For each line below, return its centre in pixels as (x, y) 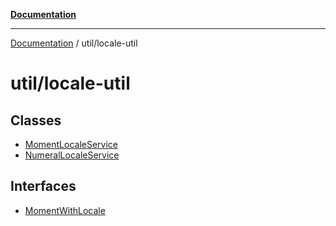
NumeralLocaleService (72, 155)
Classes (36, 120)
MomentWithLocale (65, 210)
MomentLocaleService (71, 144)
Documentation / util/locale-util (74, 43)
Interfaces (43, 186)
